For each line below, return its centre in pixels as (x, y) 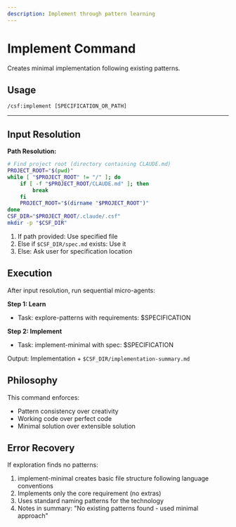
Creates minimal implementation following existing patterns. (94, 68)
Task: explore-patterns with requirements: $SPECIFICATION (104, 318)
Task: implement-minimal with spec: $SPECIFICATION (96, 344)
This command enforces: (43, 397)
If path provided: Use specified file (67, 236)
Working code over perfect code (65, 418)
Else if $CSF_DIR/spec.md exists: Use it (72, 244)
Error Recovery (41, 448)
